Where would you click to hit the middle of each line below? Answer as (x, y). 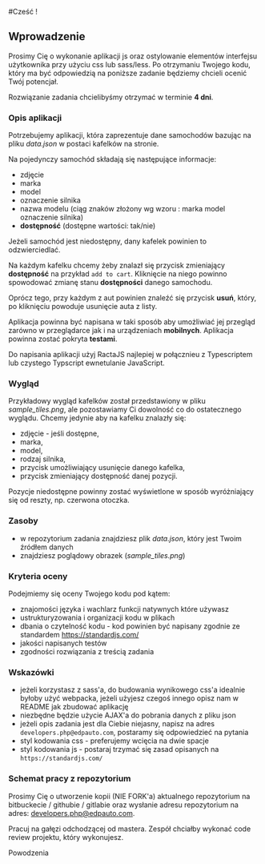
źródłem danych (46, 547)
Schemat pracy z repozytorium (70, 778)
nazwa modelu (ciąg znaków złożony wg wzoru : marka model (122, 209)
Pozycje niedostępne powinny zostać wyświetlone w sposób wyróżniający (131, 492)
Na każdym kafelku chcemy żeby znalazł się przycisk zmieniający (117, 265)
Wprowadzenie (47, 36)
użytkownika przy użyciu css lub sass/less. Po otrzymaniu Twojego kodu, (129, 64)
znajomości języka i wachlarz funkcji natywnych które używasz (124, 609)
